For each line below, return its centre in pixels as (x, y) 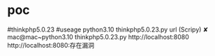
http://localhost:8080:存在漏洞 (51, 45)
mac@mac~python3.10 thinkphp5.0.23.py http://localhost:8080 (98, 36)
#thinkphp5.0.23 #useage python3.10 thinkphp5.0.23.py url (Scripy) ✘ (108, 29)
